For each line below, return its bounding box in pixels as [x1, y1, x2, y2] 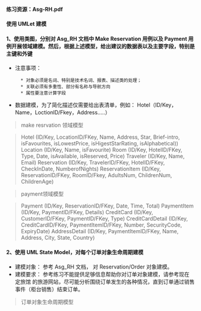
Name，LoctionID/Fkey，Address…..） [14, 109, 111, 116]
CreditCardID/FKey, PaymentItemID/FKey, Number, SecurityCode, [20, 221, 182, 228]
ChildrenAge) [20, 178, 54, 185]
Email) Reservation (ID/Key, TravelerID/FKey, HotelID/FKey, [20, 159, 165, 166]
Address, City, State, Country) [20, 234, 95, 242]
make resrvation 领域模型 [20, 121, 84, 129]
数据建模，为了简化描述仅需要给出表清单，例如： [14, 102, 136, 109]
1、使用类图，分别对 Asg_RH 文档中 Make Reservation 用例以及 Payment [6, 35, 187, 42]
